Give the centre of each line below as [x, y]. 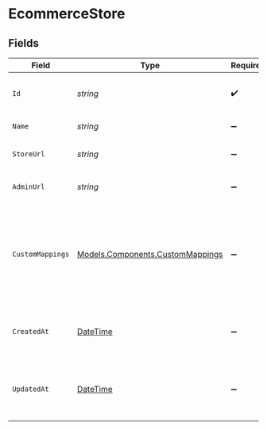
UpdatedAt [31, 389]
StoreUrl [29, 154]
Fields [24, 43]
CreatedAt [31, 331]
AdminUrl [29, 187]
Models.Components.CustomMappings [150, 254]
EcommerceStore [67, 14]
